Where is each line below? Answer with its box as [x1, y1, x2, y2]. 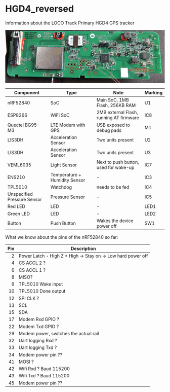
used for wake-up [96, 164, 135, 170]
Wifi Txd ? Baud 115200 [18, 373, 70, 379]
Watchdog [50, 184, 72, 190]
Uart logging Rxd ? [18, 338, 57, 344]
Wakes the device [96, 218, 134, 224]
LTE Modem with [50, 122, 86, 128]
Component [14, 89, 40, 95]
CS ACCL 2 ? [18, 260, 46, 266]
